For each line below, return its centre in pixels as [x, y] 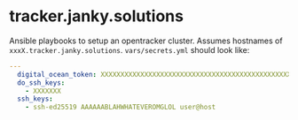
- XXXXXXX [43, 91]
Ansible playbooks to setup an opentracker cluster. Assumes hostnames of [146, 41]
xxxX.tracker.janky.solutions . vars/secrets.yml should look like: [129, 49]
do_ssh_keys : [41, 82]
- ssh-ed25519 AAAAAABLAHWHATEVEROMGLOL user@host [121, 108]
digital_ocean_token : [57, 74]
